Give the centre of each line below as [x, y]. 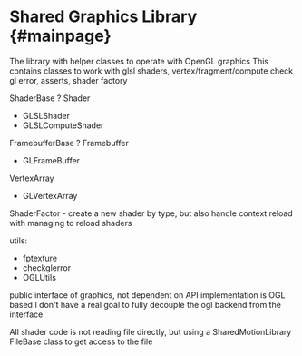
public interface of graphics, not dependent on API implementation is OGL [147, 295]
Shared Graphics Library [103, 17]
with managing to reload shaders [71, 222]
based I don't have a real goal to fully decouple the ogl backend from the [145, 304]
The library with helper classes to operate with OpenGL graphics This [139, 61]
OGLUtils [39, 277]
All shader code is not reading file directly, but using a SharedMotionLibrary [151, 331]
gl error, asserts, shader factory [68, 80]
